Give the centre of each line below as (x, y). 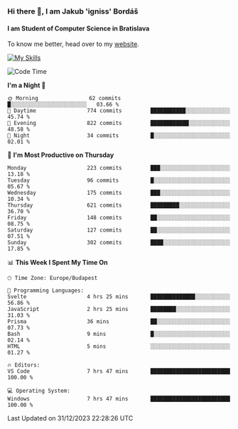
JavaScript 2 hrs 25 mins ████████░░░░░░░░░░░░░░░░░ (119, 309)
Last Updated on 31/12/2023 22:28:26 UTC (70, 418)
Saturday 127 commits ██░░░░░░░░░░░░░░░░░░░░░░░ (119, 230)
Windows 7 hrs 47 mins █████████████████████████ (119, 399)
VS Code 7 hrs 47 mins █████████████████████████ (119, 371)
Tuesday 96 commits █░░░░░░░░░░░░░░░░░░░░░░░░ (119, 180)
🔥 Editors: (24, 365)
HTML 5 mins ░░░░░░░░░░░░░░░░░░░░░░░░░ (119, 347)
